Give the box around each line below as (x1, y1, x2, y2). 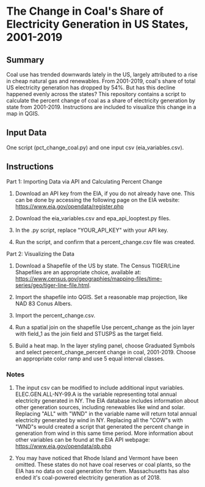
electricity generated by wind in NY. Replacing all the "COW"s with (15, 416, 183, 423)
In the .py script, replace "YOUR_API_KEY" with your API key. (15, 226, 169, 234)
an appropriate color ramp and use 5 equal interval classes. (15, 355, 165, 362)
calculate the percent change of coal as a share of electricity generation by (6, 97, 195, 104)
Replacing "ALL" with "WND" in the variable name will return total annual (15, 410, 197, 417)
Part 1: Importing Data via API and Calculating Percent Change (6, 177, 163, 185)
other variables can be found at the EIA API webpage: (15, 436, 150, 443)
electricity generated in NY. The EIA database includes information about (15, 396, 199, 404)
